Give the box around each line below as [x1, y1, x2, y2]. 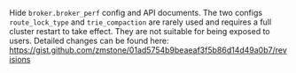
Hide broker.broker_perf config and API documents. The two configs [9, 8, 263, 18]
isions [9, 55, 31, 64]
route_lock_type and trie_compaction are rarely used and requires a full [9, 17, 272, 27]
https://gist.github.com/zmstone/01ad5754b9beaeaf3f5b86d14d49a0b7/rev [9, 45, 288, 55]
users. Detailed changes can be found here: [9, 35, 169, 46]
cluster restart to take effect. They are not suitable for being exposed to [9, 26, 270, 36]
